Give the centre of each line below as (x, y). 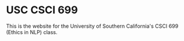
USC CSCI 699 (42, 10)
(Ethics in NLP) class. (32, 32)
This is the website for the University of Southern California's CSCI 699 (92, 26)
